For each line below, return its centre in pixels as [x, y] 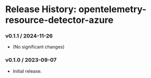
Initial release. [27, 71]
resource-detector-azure [59, 20]
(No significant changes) [38, 47]
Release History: [41, 9]
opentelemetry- [112, 9]
